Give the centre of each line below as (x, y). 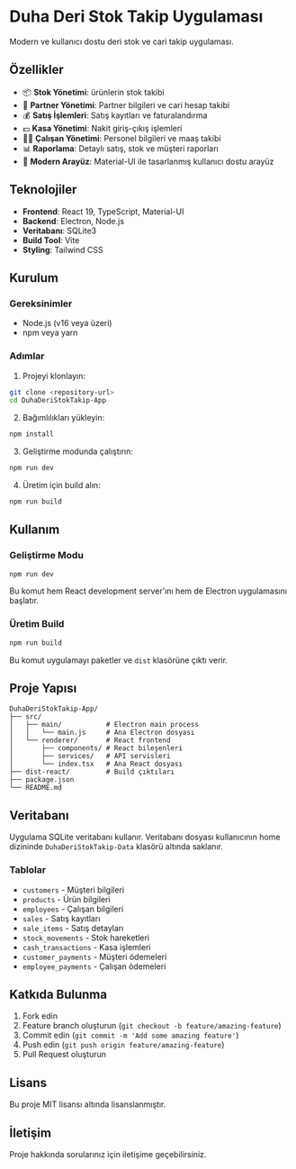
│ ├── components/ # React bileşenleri (96, 748)
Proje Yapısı (43, 689)
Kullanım (35, 530)
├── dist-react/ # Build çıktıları (92, 772)
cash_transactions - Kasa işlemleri (86, 947)
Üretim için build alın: (61, 485)
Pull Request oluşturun (64, 1055)
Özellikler (37, 70)
